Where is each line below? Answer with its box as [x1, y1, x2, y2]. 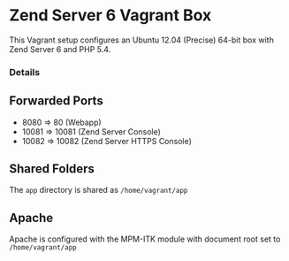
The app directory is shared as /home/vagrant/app [9, 185, 188, 196]
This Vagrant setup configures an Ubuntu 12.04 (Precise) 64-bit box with [9, 35, 274, 45]
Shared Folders [9, 161, 95, 177]
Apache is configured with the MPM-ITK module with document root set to [9, 234, 281, 244]
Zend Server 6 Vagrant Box [9, 5, 212, 26]
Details [9, 65, 41, 78]
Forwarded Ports [9, 94, 103, 109]
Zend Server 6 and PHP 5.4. [9, 43, 111, 54]
